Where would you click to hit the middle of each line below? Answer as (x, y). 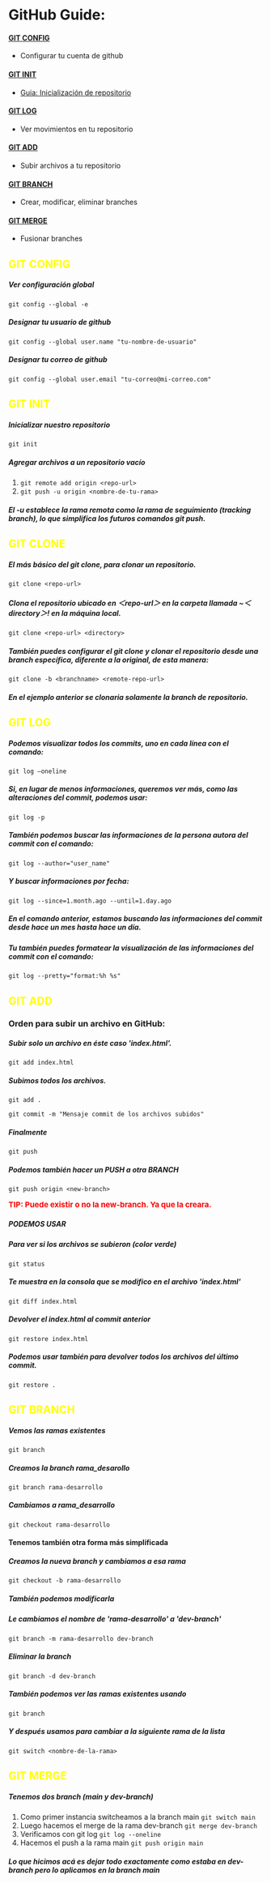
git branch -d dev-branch (52, 1676)
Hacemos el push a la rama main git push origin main (112, 1843)
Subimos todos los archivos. (57, 1080)
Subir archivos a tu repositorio (70, 165)
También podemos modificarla (61, 1599)
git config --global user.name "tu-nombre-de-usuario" (103, 342)
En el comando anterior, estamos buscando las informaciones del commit (135, 919)
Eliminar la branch (40, 1657)
